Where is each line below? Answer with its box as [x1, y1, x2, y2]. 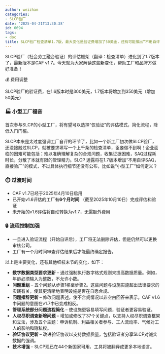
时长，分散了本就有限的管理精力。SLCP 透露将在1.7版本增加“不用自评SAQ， [5, 157, 159, 163]
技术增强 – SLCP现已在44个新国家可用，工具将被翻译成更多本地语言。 [12, 344, 155, 350]
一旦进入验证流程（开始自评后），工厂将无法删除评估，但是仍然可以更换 [12, 236, 157, 242]
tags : [5, 30, 16, 35]
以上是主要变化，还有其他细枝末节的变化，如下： [5, 259, 104, 265]
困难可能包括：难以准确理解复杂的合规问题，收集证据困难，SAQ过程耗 [13, 151, 157, 157]
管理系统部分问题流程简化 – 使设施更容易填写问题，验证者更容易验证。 [12, 307, 155, 313]
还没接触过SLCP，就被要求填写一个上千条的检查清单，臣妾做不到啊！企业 [5, 145, 154, 151]
